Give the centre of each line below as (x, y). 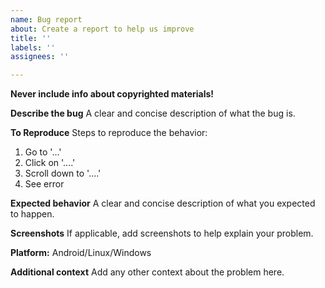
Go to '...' (43, 152)
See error (44, 184)
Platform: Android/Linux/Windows (81, 253)
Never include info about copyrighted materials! (112, 94)
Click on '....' (50, 163)
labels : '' (33, 47)
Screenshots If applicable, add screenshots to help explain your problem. (162, 233)
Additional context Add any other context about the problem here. (147, 272)
